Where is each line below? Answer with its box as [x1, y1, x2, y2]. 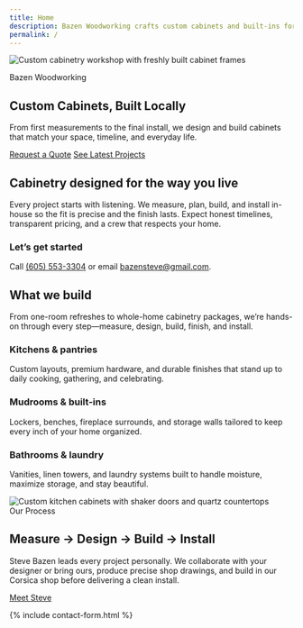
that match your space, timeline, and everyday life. [9, 132, 197, 142]
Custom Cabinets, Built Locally [9, 98, 187, 114]
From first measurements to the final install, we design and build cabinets [9, 123, 281, 133]
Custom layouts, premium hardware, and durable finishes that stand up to [9, 364, 282, 375]
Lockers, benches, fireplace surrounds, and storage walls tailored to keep [9, 416, 283, 427]
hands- [265, 312, 293, 323]
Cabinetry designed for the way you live [9, 175, 239, 190]
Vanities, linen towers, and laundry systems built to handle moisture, [9, 469, 263, 479]
